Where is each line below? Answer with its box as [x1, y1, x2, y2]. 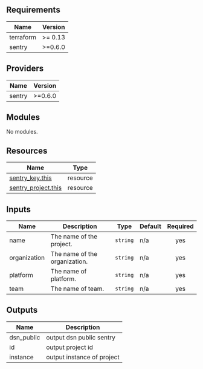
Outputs [6, 305, 38, 315]
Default [140, 222, 162, 230]
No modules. [6, 128, 38, 136]
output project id [46, 343, 94, 351]
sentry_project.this [9, 184, 62, 192]
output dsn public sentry [46, 333, 116, 341]
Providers [6, 64, 44, 74]
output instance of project [46, 353, 120, 361]
